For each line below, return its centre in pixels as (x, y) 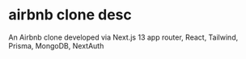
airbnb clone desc (70, 15)
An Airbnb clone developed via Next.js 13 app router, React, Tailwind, (123, 37)
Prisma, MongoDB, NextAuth (56, 45)
